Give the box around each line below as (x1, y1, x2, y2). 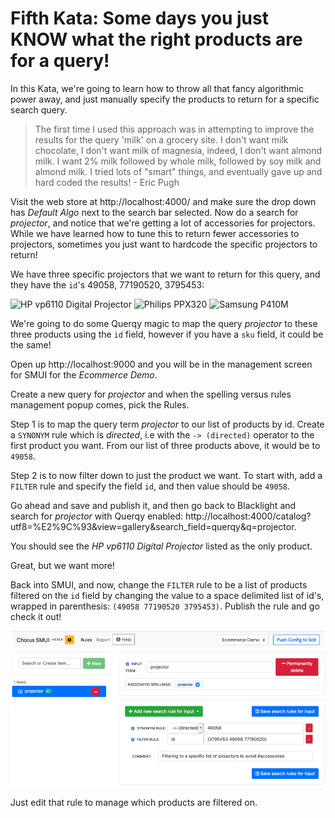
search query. (10, 103, 68, 116)
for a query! (10, 50, 110, 72)
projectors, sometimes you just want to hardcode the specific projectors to (10, 238, 318, 250)
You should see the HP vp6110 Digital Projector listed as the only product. (10, 540, 313, 552)
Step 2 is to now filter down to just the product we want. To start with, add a (10, 469, 323, 481)
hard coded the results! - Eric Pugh (34, 176, 180, 188)
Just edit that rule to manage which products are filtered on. (10, 797, 258, 809)
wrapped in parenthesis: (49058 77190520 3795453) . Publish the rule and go (10, 600, 320, 612)
